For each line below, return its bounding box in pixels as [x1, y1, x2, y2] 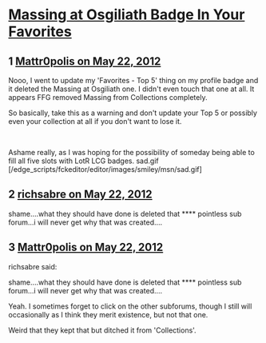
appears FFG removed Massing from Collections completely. [8, 93, 208, 102]
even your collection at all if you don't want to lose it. [8, 117, 182, 126]
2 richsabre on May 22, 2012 [8, 188, 153, 201]
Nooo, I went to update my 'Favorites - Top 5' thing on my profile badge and [8, 76, 259, 85]
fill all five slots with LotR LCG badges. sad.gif [8, 156, 159, 166]
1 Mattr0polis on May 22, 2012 [8, 54, 161, 68]
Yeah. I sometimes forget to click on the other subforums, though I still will [8, 301, 252, 311]
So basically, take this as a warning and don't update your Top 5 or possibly [8, 108, 258, 118]
